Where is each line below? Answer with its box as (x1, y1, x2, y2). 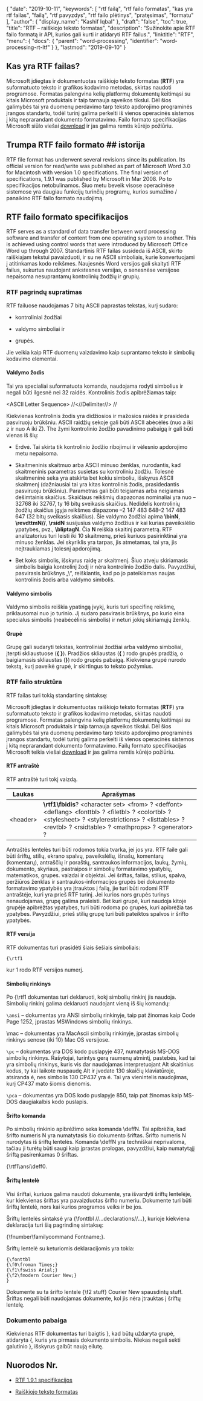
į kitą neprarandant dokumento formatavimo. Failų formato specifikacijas (6, 742, 187, 749)
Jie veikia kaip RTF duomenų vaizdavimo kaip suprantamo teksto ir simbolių (6, 348, 195, 356)
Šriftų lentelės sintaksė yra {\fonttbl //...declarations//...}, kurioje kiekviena (6, 1215, 190, 1222)
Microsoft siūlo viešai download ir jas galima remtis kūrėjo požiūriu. (6, 122, 173, 129)
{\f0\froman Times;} (6, 1261, 59, 1268)
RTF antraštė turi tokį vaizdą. (6, 776, 78, 783)
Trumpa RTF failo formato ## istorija (6, 140, 146, 150)
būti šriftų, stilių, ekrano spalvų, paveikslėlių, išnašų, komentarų (6, 852, 164, 860)
